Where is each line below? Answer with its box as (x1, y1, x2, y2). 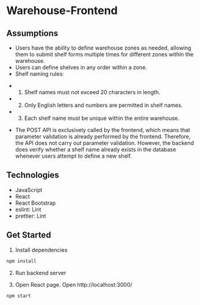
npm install (6, 258, 37, 264)
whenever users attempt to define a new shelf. (15, 152, 132, 160)
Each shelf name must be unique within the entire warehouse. (24, 114, 180, 122)
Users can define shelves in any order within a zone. (15, 64, 148, 71)
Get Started (6, 230, 51, 240)
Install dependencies (15, 246, 68, 254)
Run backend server (15, 269, 66, 276)
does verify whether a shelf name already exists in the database (15, 146, 177, 153)
